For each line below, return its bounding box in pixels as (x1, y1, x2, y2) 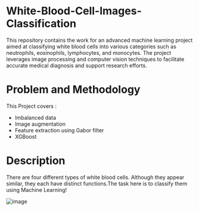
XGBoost (14, 133, 37, 140)
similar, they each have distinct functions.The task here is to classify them (6, 180, 188, 187)
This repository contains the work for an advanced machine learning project (6, 36, 193, 44)
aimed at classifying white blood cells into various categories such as (6, 43, 177, 50)
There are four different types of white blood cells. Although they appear (6, 173, 185, 181)
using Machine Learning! (6, 186, 67, 193)
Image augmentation (14, 120, 66, 128)
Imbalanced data (14, 114, 57, 121)
